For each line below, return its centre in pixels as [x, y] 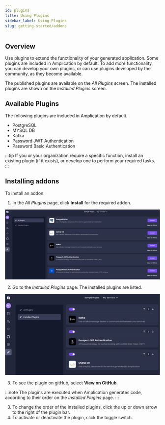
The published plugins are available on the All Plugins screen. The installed [81, 83]
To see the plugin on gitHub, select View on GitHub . [65, 383]
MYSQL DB [24, 130]
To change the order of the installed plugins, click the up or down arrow [84, 407]
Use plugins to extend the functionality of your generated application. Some [82, 58]
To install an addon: [25, 193]
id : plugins [17, 10]
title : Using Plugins [27, 15]
